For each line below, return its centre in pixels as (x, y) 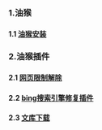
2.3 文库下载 (29, 118)
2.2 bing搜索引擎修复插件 (51, 97)
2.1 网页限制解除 (35, 78)
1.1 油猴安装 (28, 33)
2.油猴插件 (29, 57)
